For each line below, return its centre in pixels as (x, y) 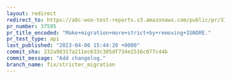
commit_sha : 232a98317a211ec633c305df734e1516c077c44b (87, 52)
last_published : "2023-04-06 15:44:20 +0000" (73, 45)
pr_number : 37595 (32, 26)
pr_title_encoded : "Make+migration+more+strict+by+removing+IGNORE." (109, 33)
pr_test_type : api (33, 39)
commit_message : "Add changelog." (56, 58)
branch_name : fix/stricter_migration (61, 65)
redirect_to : (25, 20)
